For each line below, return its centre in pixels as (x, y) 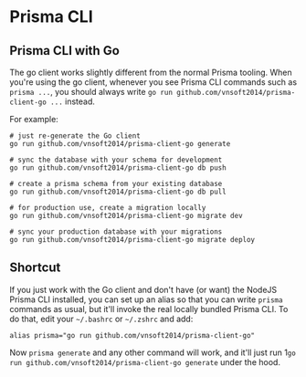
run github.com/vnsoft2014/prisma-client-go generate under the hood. (145, 361)
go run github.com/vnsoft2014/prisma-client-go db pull (118, 192)
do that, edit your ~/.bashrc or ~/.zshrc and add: (101, 319)
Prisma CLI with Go (65, 51)
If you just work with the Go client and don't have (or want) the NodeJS (143, 289)
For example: (34, 119)
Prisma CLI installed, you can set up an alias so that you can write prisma (146, 299)
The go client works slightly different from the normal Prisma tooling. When (151, 72)
